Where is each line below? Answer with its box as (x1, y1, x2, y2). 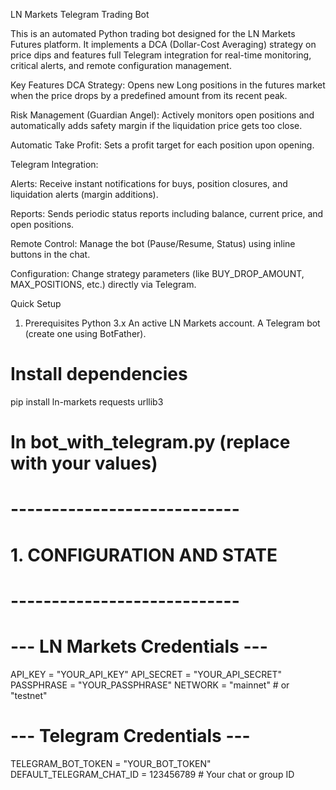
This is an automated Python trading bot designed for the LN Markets (10, 28, 296, 39)
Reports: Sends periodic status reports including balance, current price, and (10, 208, 324, 219)
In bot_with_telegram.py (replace (10, 431, 291, 454)
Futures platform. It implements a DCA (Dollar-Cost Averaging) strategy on (10, 39, 317, 50)
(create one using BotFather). (24, 328, 147, 339)
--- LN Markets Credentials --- (10, 635, 268, 658)
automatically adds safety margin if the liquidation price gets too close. (10, 120, 303, 131)
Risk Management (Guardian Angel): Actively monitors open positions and (10, 109, 315, 121)
